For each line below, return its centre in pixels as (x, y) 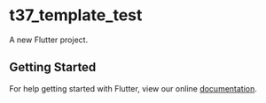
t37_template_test (76, 15)
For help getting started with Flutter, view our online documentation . (133, 88)
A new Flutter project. (49, 40)
